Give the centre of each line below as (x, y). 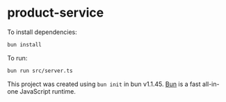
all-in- (211, 84)
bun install (24, 44)
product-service (56, 13)
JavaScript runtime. (48, 91)
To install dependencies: (42, 32)
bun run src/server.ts (40, 71)
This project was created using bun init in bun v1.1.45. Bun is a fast (104, 84)
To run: (17, 58)
